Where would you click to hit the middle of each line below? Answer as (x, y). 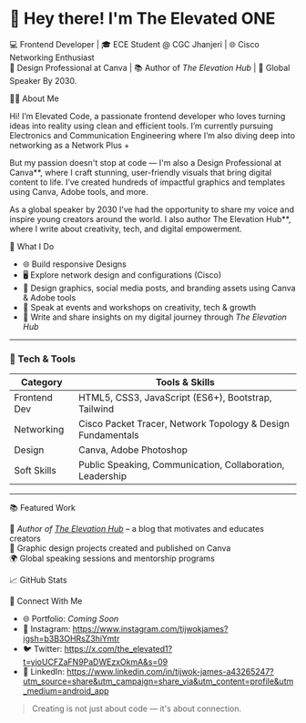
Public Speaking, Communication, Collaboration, (182, 465)
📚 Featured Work (42, 508)
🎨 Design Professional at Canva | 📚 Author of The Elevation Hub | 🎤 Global (150, 67)
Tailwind (97, 409)
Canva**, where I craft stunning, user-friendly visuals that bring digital (140, 172)
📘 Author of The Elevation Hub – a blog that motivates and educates (137, 529)
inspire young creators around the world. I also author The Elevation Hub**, (150, 219)
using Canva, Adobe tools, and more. (79, 191)
